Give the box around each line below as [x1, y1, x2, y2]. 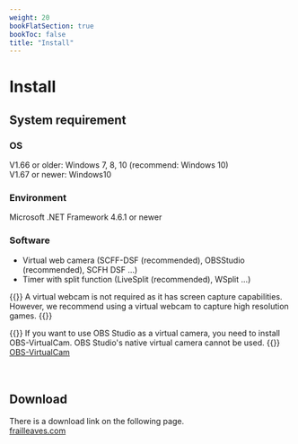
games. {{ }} [9, 310, 53, 321]
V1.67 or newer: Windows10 [9, 170, 112, 180]
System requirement [9, 112, 127, 127]
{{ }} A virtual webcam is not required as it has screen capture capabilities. [9, 291, 283, 301]
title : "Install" [9, 38, 74, 48]
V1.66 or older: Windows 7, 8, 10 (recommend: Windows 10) [9, 160, 229, 170]
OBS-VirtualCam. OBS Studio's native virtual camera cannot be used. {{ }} [9, 337, 281, 348]
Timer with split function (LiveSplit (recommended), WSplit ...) [22, 274, 251, 284]
